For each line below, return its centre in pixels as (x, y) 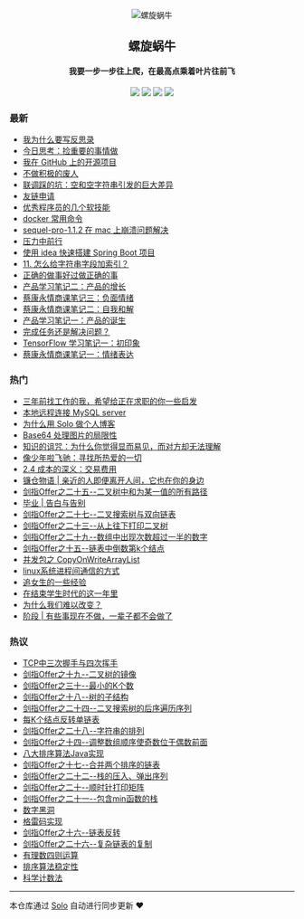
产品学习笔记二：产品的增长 (74, 286)
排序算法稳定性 (50, 867)
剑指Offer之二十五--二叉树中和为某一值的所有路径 (115, 492)
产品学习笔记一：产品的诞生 (74, 320)
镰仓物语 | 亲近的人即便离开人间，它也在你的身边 (114, 480)
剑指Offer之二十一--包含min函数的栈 (90, 799)
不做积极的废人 (50, 173)
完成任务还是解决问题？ (66, 331)
